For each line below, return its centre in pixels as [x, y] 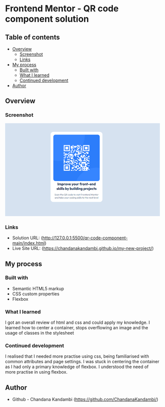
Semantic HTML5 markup [38, 288]
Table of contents [32, 37]
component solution [47, 19]
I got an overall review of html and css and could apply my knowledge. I [78, 322]
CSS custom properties [36, 294]
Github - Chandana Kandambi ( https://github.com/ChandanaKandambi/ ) [85, 400]
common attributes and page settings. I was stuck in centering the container [82, 362]
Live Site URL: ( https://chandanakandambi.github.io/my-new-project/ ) [83, 249]
